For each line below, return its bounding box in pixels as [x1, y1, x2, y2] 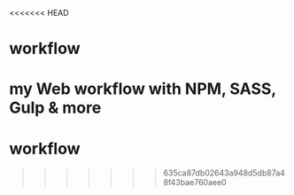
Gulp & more [9, 97, 102, 118]
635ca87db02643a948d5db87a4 [163, 168, 286, 178]
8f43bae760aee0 [163, 177, 228, 188]
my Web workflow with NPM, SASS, [9, 79, 276, 99]
